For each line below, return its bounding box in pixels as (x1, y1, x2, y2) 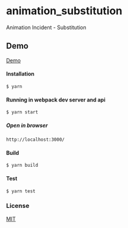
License (6, 202, 30, 210)
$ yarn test (6, 188, 36, 194)
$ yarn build (6, 162, 39, 169)
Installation (6, 70, 34, 78)
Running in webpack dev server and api (6, 96, 105, 103)
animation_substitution (6, 4, 123, 18)
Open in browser (6, 122, 49, 129)
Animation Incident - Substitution (6, 24, 87, 31)
